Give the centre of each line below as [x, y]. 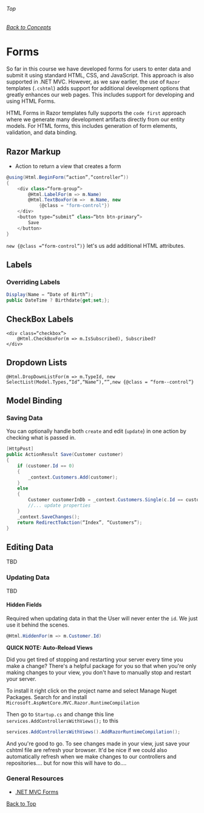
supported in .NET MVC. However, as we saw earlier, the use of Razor [93, 82]
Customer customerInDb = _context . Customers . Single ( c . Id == [106, 500]
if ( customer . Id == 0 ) [46, 466]
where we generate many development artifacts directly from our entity [96, 119]
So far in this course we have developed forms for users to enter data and [99, 69]
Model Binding [34, 401]
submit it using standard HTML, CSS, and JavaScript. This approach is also [100, 76]
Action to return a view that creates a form [68, 166]
